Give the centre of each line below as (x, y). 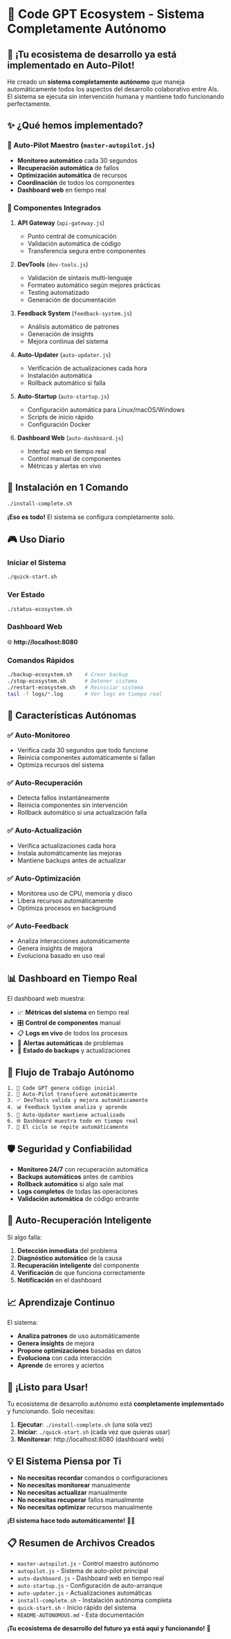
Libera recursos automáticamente (65, 901)
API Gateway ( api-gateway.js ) (61, 223)
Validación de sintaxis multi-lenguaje (80, 278)
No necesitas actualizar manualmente (72, 1493)
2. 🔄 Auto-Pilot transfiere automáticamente (72, 1094)
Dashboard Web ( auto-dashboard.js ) (70, 437)
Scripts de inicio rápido (61, 417)
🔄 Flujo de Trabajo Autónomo (71, 1072)
